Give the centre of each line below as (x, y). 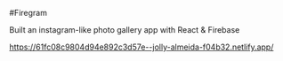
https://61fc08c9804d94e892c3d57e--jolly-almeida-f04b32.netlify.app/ (141, 47)
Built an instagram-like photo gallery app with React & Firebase (125, 30)
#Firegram (28, 13)
